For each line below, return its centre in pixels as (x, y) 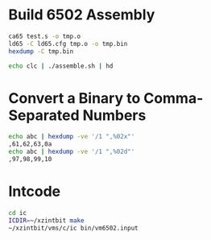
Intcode (35, 192)
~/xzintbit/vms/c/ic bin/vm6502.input (73, 228)
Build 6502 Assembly (82, 15)
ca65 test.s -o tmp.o (45, 36)
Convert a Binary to (74, 98)
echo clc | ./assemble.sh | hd (61, 66)
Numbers (114, 115)
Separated (44, 115)
